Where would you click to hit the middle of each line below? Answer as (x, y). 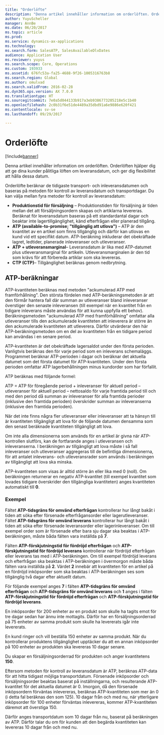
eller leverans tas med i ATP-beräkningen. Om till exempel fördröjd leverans (81, 556)
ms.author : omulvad (25, 82)
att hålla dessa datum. (27, 176)
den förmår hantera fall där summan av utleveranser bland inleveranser (76, 300)
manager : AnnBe (20, 23)
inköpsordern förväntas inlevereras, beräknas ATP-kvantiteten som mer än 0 (82, 691)
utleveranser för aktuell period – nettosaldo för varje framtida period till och (81, 391)
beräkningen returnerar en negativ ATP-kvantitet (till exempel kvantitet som (81, 476)
